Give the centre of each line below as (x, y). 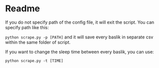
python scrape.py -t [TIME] (34, 61)
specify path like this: (27, 27)
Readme (23, 9)
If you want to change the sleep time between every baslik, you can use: (79, 52)
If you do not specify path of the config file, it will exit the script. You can (80, 22)
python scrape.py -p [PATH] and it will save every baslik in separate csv (79, 37)
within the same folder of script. (38, 42)
